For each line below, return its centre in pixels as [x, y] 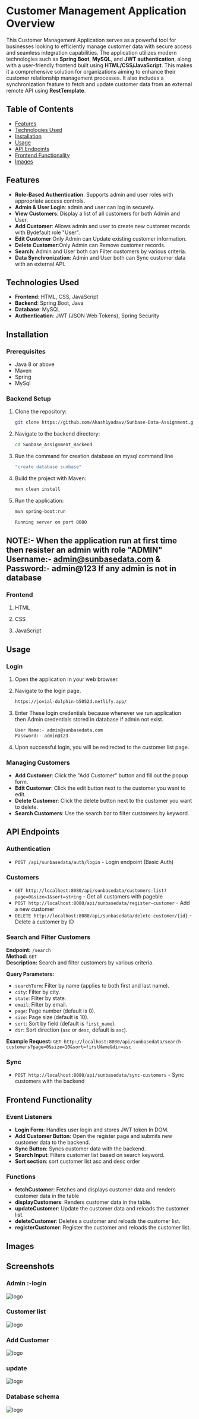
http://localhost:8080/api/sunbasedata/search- [124, 1042]
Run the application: [39, 500]
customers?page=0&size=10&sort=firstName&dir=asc [69, 1047]
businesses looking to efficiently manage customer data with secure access [99, 46]
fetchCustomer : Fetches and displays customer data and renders [95, 1190]
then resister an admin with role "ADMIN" [84, 550]
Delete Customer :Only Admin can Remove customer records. [90, 245]
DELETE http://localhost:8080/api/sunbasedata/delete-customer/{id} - [103, 915]
